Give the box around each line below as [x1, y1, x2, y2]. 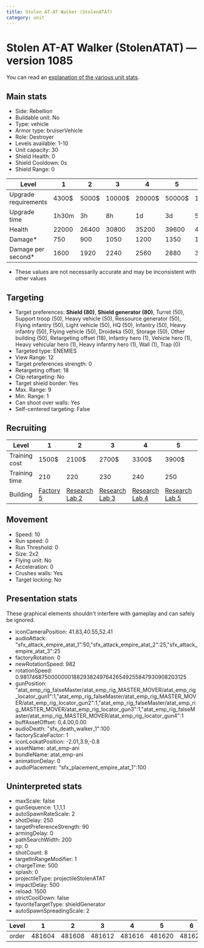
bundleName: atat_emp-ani [15, 750, 84, 758]
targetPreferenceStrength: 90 [15, 823, 89, 831]
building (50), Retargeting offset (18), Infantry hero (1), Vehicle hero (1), [15, 334, 192, 342]
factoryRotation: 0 [15, 654, 61, 661]
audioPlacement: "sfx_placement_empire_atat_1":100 [15, 764, 147, 771]
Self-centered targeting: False [15, 406, 90, 413]
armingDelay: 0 [15, 829, 53, 837]
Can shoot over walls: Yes [15, 399, 80, 406]
